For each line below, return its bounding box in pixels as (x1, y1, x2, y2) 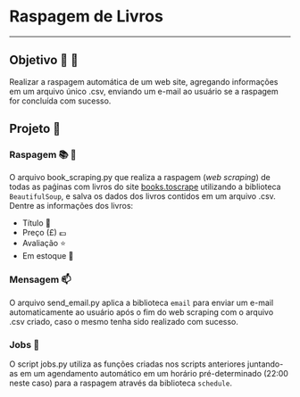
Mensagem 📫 (9, 274, 71, 286)
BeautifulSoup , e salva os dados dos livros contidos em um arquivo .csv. (9, 191, 277, 202)
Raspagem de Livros (9, 6, 163, 27)
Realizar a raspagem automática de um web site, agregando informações (9, 76, 279, 87)
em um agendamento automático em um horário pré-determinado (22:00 (20, 368, 288, 379)
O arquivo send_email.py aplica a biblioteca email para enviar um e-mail (9, 297, 274, 308)
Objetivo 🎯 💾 (9, 53, 79, 68)
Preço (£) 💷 (21, 227, 67, 238)
